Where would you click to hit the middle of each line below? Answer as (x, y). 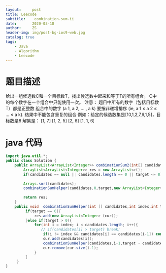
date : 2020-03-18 (30, 23)
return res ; (36, 197)
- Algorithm (27, 51)
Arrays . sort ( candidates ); (50, 184)
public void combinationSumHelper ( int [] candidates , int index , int (86, 206)
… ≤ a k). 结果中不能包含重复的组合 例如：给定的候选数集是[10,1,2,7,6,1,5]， (81, 115)
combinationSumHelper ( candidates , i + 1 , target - (92, 243)
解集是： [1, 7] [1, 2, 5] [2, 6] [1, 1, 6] (59, 121)
